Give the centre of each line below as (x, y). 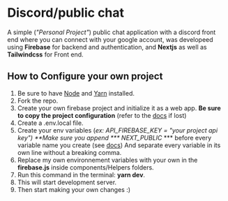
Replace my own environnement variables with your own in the (107, 160)
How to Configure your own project (85, 76)
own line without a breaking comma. (69, 152)
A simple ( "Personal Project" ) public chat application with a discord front (112, 32)
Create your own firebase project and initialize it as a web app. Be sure (119, 108)
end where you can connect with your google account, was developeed (111, 39)
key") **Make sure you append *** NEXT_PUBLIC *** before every (114, 137)
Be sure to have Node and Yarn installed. (76, 93)
